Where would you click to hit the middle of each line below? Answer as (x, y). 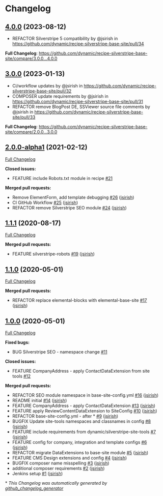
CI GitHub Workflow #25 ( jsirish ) (45, 203)
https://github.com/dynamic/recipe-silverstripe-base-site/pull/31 (78, 101)
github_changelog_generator (34, 488)
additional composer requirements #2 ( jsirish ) (58, 468)
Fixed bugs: (17, 343)
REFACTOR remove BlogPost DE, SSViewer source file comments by (81, 107)
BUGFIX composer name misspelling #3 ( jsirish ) (61, 463)
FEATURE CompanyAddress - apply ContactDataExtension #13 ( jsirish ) (84, 406)
